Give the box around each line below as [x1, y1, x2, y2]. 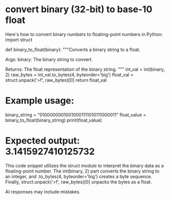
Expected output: [5, 135, 80, 147]
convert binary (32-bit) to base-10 [5, 4, 153, 15]
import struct [5, 37, 32, 43]
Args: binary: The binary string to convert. [5, 56, 93, 62]
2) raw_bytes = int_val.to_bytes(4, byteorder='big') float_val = [5, 71, 133, 77]
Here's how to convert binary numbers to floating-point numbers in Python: [5, 31, 163, 37]
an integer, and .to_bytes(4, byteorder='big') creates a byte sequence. [5, 173, 152, 179]
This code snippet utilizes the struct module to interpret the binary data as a [5, 162, 164, 168]
